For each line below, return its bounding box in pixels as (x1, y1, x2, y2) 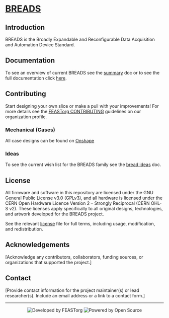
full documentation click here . (5, 75, 67, 81)
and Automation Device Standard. (5, 42, 75, 48)
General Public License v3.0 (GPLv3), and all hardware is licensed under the (5, 195, 162, 201)
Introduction (5, 23, 45, 32)
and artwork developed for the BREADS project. (5, 211, 104, 217)
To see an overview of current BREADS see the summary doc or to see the (5, 69, 160, 75)
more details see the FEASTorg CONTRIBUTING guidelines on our (5, 108, 141, 114)
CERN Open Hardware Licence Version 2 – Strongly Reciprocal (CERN (5, 200, 150, 206)
